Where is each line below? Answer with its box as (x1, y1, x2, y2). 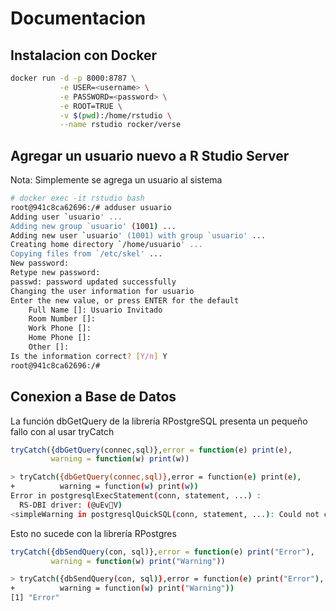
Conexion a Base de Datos (10, 388, 177, 406)
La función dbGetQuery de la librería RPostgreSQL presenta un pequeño (10, 415, 308, 427)
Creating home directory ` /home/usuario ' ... (10, 240, 203, 250)
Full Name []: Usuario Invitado (28, 305, 163, 315)
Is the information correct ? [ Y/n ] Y (10, 351, 168, 361)
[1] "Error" (10, 593, 60, 603)
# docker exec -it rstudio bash (10, 193, 145, 204)
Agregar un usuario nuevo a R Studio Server (10, 147, 290, 164)
